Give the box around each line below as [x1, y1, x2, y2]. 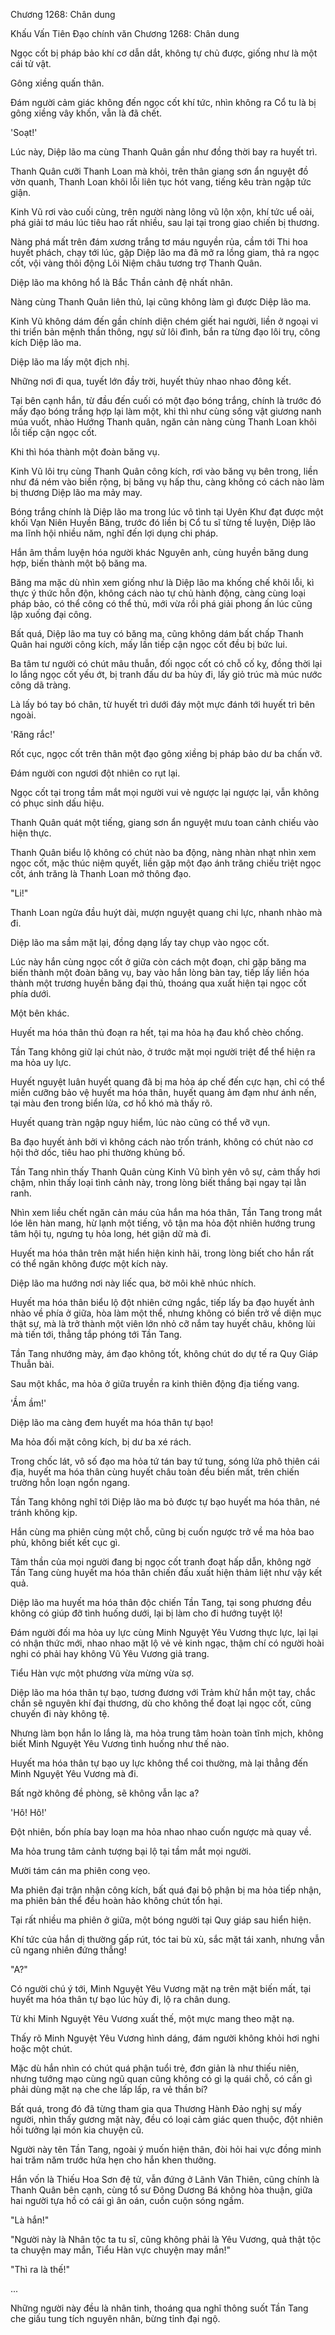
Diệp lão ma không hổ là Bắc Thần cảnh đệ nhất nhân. [10, 277, 233, 288]
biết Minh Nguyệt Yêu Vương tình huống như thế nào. [10, 1738, 230, 1749]
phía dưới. [10, 988, 52, 999]
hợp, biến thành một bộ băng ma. [10, 557, 148, 569]
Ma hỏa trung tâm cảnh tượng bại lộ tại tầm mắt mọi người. [10, 1845, 252, 1857]
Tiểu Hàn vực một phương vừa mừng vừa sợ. [10, 1667, 195, 1679]
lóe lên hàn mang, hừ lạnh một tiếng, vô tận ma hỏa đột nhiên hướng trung [10, 1217, 316, 1229]
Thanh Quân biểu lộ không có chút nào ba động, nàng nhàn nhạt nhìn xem [10, 847, 317, 858]
